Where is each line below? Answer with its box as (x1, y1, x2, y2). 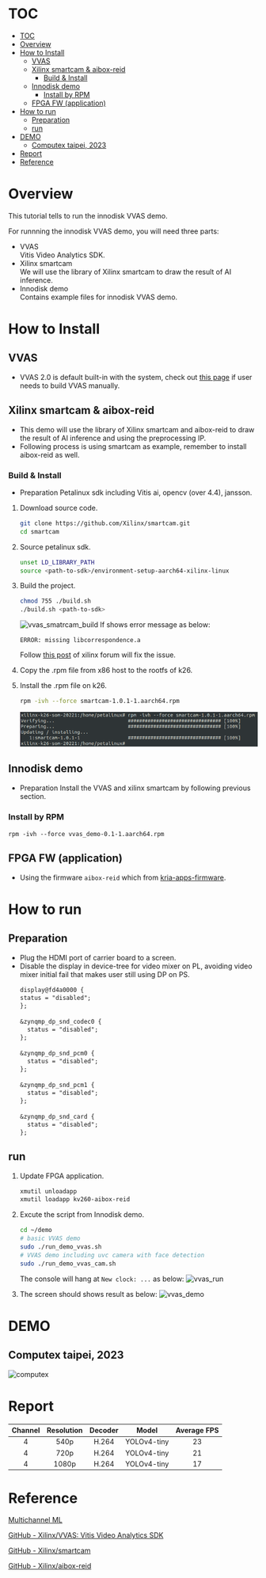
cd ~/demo (19, 1226, 53, 1234)
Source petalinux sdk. (19, 542, 91, 551)
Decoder (89, 1426, 119, 1435)
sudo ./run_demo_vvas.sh (19, 1243, 102, 1251)
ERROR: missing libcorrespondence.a (19, 637, 141, 645)
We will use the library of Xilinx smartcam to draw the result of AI (19, 267, 232, 276)
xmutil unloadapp (19, 1187, 78, 1196)
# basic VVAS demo (19, 1234, 81, 1243)
